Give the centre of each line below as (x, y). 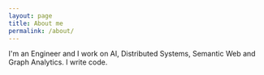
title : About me (36, 23)
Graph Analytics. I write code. (58, 62)
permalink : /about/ (41, 31)
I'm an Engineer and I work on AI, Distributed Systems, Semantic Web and (132, 54)
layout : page (30, 16)
